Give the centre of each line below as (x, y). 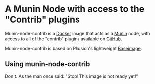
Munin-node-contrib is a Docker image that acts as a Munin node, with (77, 33)
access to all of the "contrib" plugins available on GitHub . (64, 39)
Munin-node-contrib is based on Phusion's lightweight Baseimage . (74, 48)
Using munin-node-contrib (48, 64)
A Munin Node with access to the (75, 9)
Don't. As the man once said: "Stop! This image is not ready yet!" (72, 76)
